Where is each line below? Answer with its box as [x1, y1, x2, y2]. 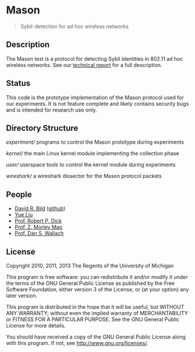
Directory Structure [6, 123, 79, 133]
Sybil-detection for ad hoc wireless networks [20, 23, 129, 30]
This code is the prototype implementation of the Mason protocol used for [6, 94, 184, 101]
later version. [6, 292, 38, 299]
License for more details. [6, 322, 66, 329]
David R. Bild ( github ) [14, 205, 66, 212]
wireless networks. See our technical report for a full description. [6, 61, 162, 68]
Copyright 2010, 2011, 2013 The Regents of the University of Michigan [6, 262, 174, 269]
